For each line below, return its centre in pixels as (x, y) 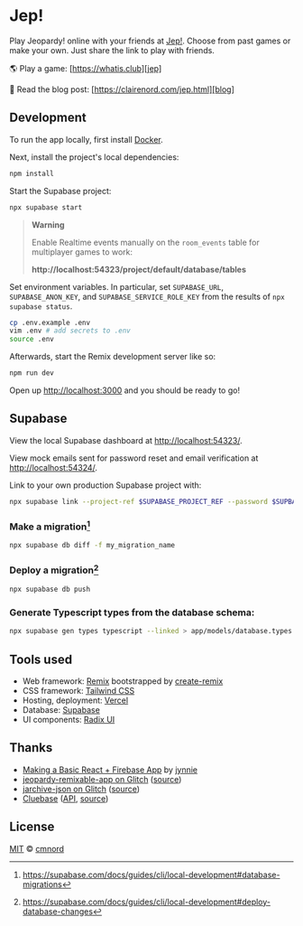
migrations (42, 884)
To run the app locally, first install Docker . (87, 139)
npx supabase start (46, 207)
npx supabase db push (50, 589)
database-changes (57, 911)
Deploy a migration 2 (54, 569)
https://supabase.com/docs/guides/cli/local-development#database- (151, 875)
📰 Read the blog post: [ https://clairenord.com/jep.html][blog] (122, 89)
